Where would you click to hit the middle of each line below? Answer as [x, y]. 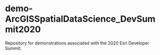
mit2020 [23, 29]
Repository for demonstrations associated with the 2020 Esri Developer [77, 43]
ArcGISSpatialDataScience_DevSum [80, 19]
